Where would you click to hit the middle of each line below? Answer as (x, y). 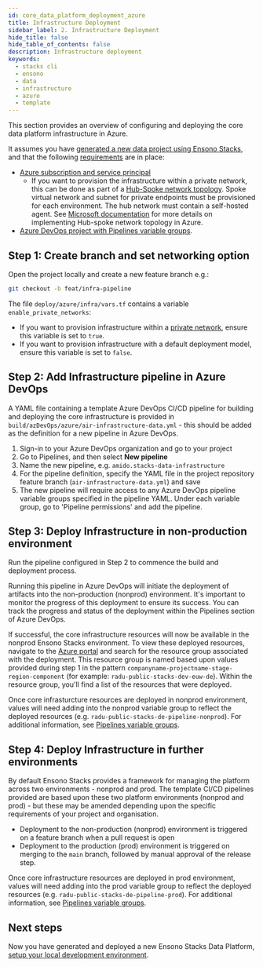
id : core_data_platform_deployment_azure (77, 15)
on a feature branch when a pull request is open (97, 837)
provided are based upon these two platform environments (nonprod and (126, 797)
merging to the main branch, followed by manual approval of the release (135, 854)
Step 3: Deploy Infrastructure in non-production (128, 532)
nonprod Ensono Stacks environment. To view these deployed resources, (126, 643)
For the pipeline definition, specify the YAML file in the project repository (137, 473)
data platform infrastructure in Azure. (68, 133)
